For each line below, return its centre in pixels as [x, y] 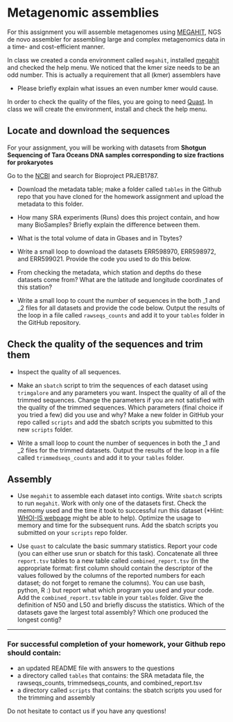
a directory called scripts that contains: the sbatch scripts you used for [119, 690]
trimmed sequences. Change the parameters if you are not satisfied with [121, 400]
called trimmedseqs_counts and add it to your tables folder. [101, 457]
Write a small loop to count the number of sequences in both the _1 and [119, 443]
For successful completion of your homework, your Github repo [116, 644]
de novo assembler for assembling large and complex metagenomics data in [116, 39]
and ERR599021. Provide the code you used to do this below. [104, 258]
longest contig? [39, 620]
